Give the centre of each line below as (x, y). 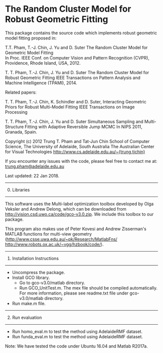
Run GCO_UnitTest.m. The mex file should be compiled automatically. (88, 288)
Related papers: (21, 92)
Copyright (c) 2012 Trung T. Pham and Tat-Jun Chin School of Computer (77, 141)
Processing (16, 112)
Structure (15, 127)
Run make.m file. (29, 303)
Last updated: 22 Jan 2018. (32, 176)
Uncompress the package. (39, 272)
